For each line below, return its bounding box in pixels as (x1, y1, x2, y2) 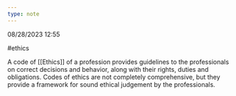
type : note (7, 10, 40, 18)
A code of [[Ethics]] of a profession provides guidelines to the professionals (7, 58, 230, 66)
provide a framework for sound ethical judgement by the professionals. (7, 80, 215, 89)
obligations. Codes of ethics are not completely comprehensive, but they (7, 73, 220, 81)
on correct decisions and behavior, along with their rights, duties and (7, 65, 209, 73)
